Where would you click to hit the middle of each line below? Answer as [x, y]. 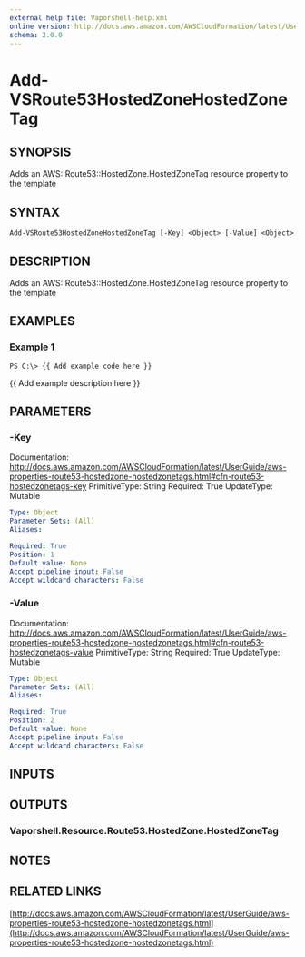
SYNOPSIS [40, 152]
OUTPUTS [39, 805]
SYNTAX [35, 212]
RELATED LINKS [55, 892]
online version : [40, 26]
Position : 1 [32, 555]
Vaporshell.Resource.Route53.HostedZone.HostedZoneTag [144, 831]
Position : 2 [32, 720]
